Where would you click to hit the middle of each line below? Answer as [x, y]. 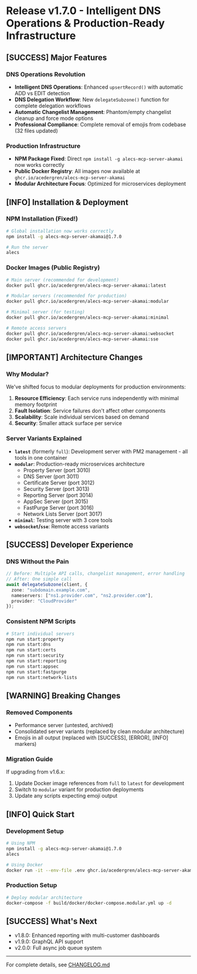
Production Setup [32, 885]
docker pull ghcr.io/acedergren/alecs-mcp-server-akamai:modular [87, 302]
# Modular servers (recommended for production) [67, 296]
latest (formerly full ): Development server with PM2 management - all [101, 451]
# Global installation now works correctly [60, 231]
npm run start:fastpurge [36, 672]
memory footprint [36, 404]
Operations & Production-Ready [86, 23]
